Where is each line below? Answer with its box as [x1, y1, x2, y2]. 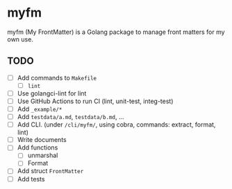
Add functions [17, 143, 58, 152]
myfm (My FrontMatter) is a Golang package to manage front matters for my [7, 28, 225, 36]
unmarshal [27, 151, 58, 160]
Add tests [17, 174, 45, 183]
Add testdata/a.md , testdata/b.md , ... [17, 113, 124, 121]
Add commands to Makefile [17, 73, 97, 82]
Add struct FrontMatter [17, 167, 84, 175]
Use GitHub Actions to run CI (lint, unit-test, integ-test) [17, 97, 174, 105]
